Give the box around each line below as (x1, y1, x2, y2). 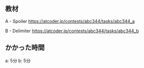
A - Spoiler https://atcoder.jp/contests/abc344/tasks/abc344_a (5, 18, 135, 24)
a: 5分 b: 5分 (5, 58, 31, 64)
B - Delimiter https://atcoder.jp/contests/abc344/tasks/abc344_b (5, 28, 139, 34)
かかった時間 (5, 44, 45, 52)
